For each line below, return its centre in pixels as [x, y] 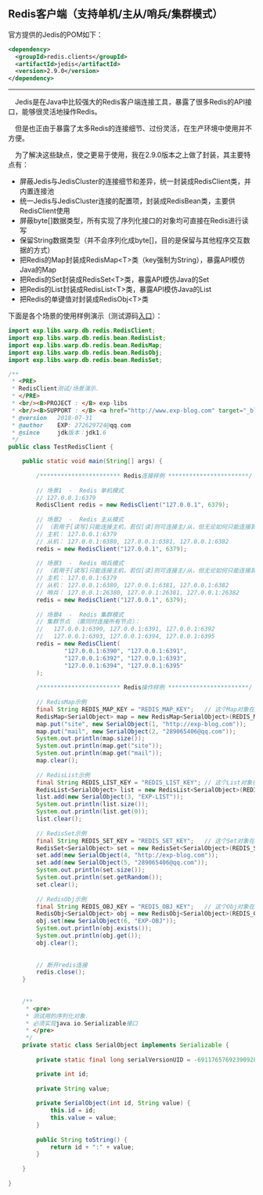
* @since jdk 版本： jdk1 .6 [59, 433]
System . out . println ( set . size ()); [91, 870]
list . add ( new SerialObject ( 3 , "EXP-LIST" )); [110, 797]
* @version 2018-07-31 [52, 418]
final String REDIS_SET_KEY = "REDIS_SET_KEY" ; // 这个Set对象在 [146, 841]
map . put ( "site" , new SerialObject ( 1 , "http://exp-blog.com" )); [141, 724]
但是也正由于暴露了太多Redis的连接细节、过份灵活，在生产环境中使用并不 [133, 129]
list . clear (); [59, 819]
